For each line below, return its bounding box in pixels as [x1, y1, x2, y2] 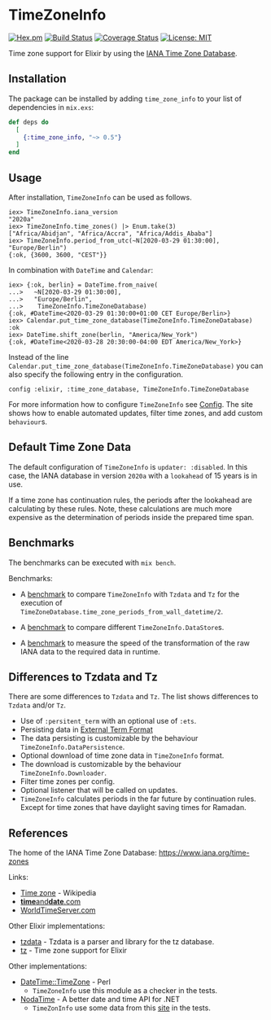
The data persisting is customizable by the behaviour [20, 733, 199, 743]
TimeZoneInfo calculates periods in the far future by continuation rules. [20, 794, 256, 803]
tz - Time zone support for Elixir [20, 946, 128, 956]
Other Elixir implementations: [8, 922, 106, 931]
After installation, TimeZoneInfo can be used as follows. [8, 192, 193, 202]
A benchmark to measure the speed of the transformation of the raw [20, 637, 250, 648]
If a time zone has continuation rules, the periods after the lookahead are [8, 495, 252, 505]
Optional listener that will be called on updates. [20, 786, 178, 795]
